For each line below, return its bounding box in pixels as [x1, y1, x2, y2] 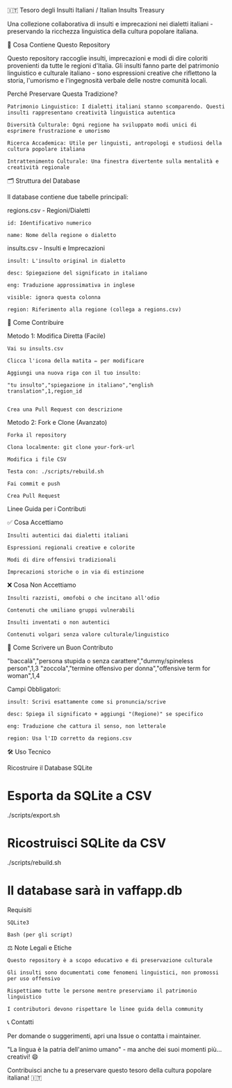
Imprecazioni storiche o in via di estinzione [7, 569, 144, 576]
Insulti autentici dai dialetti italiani [7, 532, 129, 539]
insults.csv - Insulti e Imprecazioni [7, 244, 106, 252]
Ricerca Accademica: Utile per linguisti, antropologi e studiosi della [7, 140, 222, 147]
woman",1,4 [7, 672, 40, 680]
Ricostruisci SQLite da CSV [7, 836, 167, 851]
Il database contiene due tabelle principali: [7, 193, 129, 201]
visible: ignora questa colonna [7, 294, 101, 301]
